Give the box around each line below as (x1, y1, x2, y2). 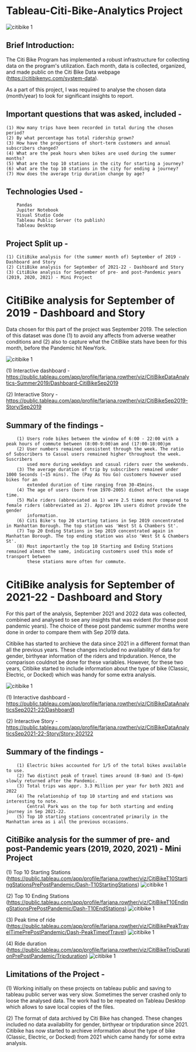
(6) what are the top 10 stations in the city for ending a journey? (6, 166, 179, 172)
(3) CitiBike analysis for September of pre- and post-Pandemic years (6, 269, 181, 276)
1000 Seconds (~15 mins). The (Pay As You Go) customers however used (6, 471, 181, 478)
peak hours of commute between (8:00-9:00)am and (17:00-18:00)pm (6, 441, 171, 447)
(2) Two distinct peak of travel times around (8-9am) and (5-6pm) (16, 773, 184, 779)
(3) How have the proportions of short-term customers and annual (6, 140, 171, 146)
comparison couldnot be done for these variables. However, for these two (6, 659, 184, 666)
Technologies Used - (6, 186, 83, 197)
